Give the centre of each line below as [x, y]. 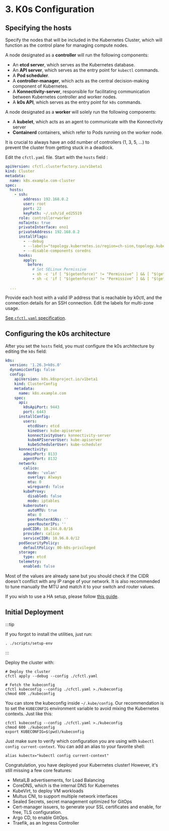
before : [35, 265]
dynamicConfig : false [32, 370]
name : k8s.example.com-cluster [43, 180]
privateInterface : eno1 [44, 228]
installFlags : [33, 237]
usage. [12, 308]
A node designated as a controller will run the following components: [77, 55]
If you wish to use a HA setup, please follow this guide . [62, 596]
